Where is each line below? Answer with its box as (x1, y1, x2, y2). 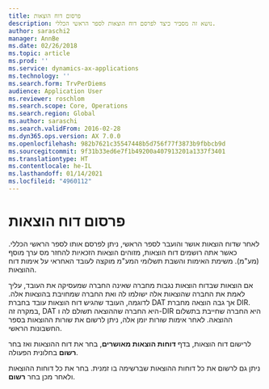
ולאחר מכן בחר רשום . (8, 371, 75, 381)
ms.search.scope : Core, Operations (8, 102, 128, 110)
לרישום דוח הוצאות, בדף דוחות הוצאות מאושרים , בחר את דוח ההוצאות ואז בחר (8, 339, 252, 349)
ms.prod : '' (8, 57, 48, 66)
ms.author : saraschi (8, 117, 78, 125)
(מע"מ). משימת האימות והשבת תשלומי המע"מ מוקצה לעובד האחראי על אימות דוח (8, 256, 260, 265)
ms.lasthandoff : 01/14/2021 (8, 170, 103, 178)
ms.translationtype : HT (8, 154, 89, 163)
